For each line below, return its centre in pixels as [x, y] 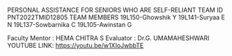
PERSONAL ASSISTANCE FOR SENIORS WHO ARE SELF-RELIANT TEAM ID [115, 10]
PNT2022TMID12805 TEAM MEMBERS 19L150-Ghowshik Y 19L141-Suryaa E [116, 17]
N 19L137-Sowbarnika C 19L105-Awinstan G [70, 25]
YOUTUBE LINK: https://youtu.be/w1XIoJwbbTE [76, 45]
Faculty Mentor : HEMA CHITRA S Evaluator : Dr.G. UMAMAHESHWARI [109, 38]
